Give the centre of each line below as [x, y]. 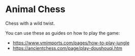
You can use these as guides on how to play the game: [63, 33]
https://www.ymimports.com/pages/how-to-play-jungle [71, 43]
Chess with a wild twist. [30, 23]
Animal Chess [35, 9]
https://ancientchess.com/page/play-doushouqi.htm [67, 48]
